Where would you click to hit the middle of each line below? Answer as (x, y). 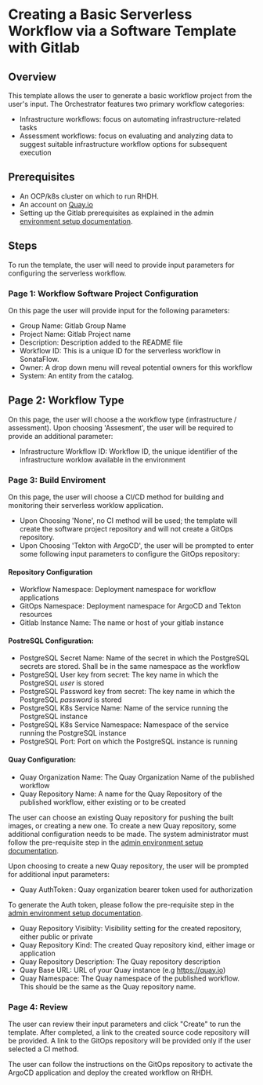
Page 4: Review (38, 1006)
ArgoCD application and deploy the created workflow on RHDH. (111, 1072)
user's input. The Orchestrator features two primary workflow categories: (126, 104)
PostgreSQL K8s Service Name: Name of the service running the (124, 708)
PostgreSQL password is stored (71, 700)
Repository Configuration (50, 572)
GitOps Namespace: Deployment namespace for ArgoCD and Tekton (130, 606)
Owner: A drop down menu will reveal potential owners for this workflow (136, 367)
